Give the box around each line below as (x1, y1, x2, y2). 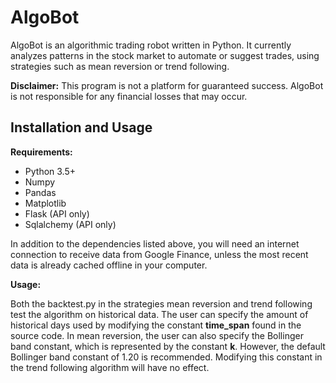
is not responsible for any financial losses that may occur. (10, 90, 248, 102)
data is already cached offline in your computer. (10, 259, 208, 271)
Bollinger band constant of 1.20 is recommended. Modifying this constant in (10, 351, 323, 363)
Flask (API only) (24, 207, 90, 220)
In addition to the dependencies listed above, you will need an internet (10, 237, 300, 250)
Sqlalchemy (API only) (24, 218, 117, 230)
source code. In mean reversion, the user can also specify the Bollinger (10, 329, 304, 341)
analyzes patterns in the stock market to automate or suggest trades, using (10, 49, 320, 61)
